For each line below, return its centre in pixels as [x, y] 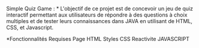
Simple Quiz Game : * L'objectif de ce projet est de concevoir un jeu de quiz [100, 9]
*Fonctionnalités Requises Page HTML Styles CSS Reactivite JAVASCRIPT [98, 39]
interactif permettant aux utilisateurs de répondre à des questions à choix [97, 15]
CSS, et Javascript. [30, 27]
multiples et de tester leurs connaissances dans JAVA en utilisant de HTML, [99, 21]
